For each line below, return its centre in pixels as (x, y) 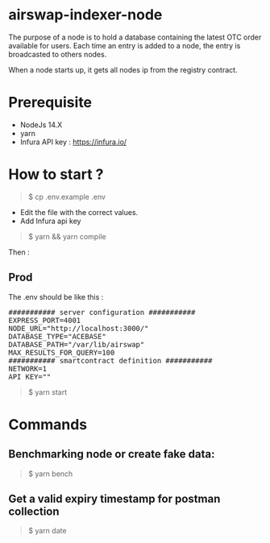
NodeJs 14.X (41, 124)
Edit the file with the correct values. (79, 212)
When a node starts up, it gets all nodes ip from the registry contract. (123, 69)
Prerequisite (50, 103)
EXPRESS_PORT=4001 (45, 320)
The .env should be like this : (56, 296)
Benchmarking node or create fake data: (112, 454)
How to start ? (56, 174)
